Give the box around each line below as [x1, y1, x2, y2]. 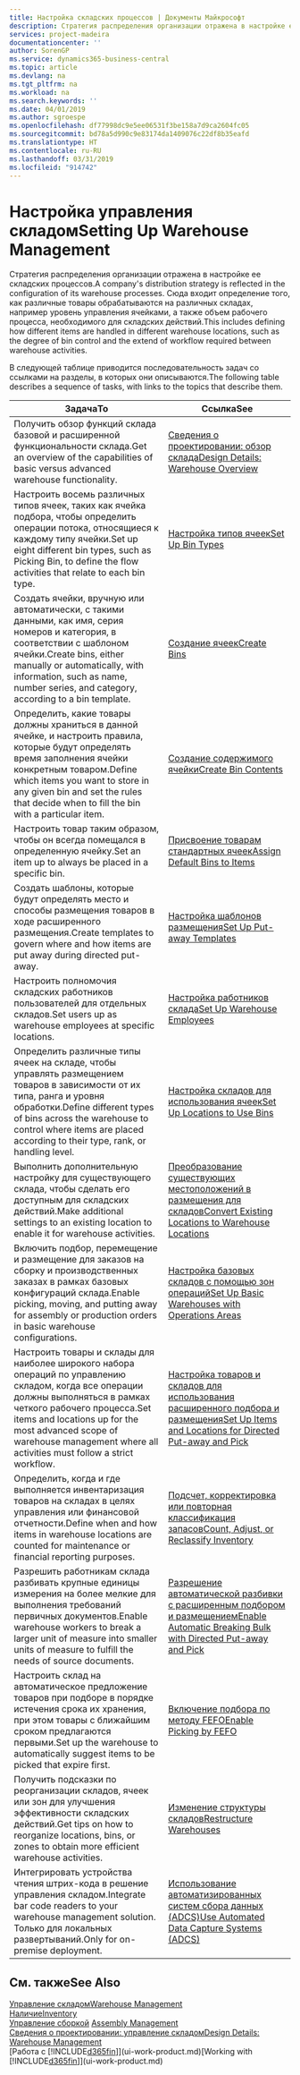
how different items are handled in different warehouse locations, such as [9, 326, 279, 336]
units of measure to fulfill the [13, 1644, 134, 1656]
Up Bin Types [168, 539, 225, 551]
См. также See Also [9, 1975, 121, 1990]
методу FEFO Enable [168, 1714, 254, 1727]
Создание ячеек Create [168, 637, 267, 650]
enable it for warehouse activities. [13, 1228, 155, 1240]
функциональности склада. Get [13, 440, 147, 453]
